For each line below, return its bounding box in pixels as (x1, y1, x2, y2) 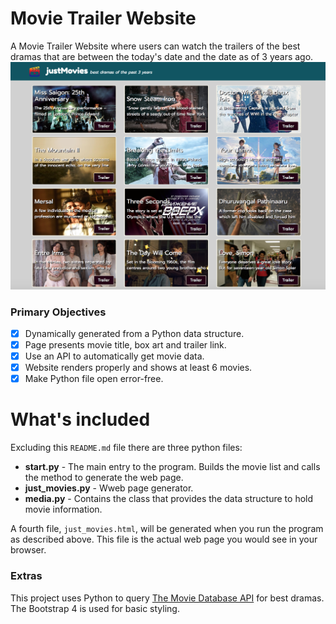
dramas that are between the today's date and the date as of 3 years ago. (10, 50, 314, 62)
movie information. (24, 503, 103, 516)
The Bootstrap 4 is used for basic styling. (10, 602, 180, 614)
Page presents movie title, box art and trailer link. (24, 339, 227, 351)
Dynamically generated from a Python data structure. (24, 327, 245, 339)
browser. (10, 544, 47, 556)
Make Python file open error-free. (24, 373, 164, 385)
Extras (10, 569, 43, 583)
